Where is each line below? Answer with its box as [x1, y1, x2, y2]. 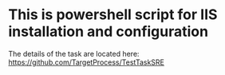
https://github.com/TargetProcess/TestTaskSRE [8, 57, 165, 67]
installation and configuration [8, 22, 209, 41]
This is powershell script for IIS [8, 6, 218, 24]
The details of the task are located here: [8, 49, 140, 58]
